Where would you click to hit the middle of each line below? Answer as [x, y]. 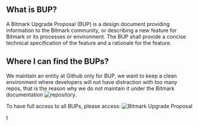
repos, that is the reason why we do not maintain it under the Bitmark [90, 88]
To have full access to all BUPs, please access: [63, 106]
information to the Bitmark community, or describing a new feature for [92, 30]
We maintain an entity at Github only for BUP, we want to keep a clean [92, 76]
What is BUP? [32, 10]
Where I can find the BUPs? [58, 62]
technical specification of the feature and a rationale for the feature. [89, 43]
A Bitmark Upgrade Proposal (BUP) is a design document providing [88, 24]
